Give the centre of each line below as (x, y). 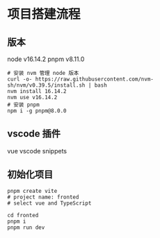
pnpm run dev (26, 227)
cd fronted (23, 215)
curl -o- (20, 79)
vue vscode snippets (37, 151)
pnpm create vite (32, 191)
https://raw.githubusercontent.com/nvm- (95, 79)
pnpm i (17, 221)
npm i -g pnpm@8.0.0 (37, 111)
